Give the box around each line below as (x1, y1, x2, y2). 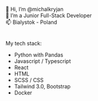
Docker (14, 89, 33, 96)
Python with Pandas (14, 51, 64, 58)
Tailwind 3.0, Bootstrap (14, 83, 71, 90)
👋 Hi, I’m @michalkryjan (5, 6, 64, 12)
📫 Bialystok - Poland (5, 18, 58, 26)
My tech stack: (5, 40, 42, 47)
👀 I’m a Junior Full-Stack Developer (5, 12, 92, 19)
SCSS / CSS (14, 77, 44, 83)
